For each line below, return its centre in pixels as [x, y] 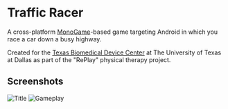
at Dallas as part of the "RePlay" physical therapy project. [89, 59]
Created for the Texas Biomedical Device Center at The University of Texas [114, 52]
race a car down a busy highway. [54, 39]
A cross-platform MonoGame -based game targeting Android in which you [113, 32]
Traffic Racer [45, 13]
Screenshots [35, 82]
